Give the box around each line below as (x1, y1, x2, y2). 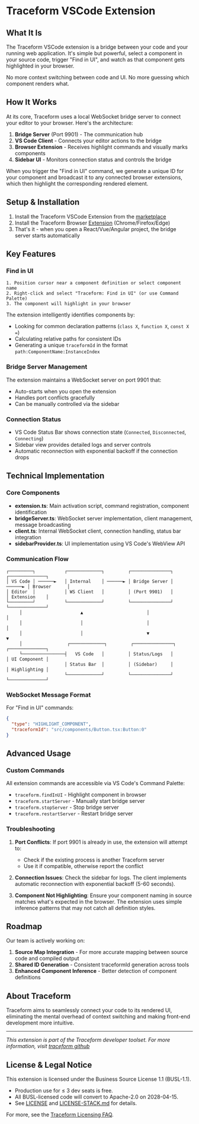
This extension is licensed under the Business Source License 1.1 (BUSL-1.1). (6, 1075, 191, 1083)
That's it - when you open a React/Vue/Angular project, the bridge (14, 225, 176, 232)
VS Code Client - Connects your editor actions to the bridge (14, 137, 162, 144)
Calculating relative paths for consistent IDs (14, 335, 121, 342)
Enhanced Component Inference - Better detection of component (14, 968, 177, 975)
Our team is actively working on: (6, 937, 85, 944)
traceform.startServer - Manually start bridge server (14, 798, 145, 805)
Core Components (6, 489, 60, 497)
